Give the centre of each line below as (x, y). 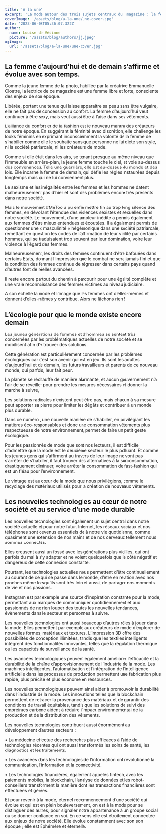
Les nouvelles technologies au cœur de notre (76, 502)
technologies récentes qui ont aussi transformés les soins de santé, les (77, 745)
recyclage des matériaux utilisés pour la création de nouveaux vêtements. (80, 486)
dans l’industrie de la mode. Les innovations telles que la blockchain (74, 694)
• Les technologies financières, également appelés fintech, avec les (74, 775)
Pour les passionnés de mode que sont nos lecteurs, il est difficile (72, 445)
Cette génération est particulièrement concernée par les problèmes (74, 354)
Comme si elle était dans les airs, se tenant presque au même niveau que (80, 157)
